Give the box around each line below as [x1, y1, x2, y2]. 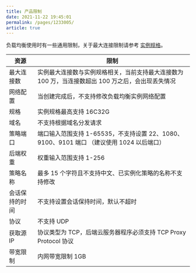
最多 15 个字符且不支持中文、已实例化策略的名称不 [37, 169, 177, 177]
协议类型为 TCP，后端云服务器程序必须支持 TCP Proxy [37, 229, 187, 237]
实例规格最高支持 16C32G [37, 108, 110, 116]
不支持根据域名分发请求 [37, 119, 102, 127]
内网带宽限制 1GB [37, 253, 86, 261]
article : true [6, 25, 41, 31]
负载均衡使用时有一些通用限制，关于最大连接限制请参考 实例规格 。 [6, 42, 166, 49]
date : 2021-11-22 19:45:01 [6, 14, 72, 20]
